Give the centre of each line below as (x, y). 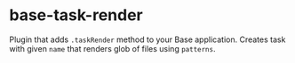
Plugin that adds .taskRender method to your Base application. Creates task (147, 39)
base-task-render (76, 15)
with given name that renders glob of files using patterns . (112, 48)
